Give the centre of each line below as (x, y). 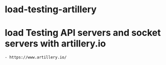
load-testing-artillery (51, 9)
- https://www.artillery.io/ (36, 57)
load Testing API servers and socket (83, 33)
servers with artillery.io (55, 44)
